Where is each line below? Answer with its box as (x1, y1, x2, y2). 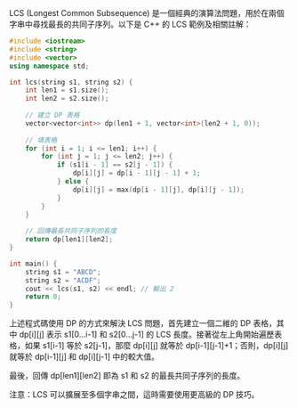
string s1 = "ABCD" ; (25, 267, 101, 276)
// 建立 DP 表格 (25, 110, 80, 119)
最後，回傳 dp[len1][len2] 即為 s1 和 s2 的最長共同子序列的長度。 (9, 371, 245, 381)
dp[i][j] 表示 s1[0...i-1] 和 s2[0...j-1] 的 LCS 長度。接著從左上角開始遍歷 (19, 329, 275, 340)
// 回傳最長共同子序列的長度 (25, 226, 117, 236)
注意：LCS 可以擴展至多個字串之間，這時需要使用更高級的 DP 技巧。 (9, 389, 260, 400)
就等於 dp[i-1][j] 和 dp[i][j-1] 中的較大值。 (9, 351, 160, 363)
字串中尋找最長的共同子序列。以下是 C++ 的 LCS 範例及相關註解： (9, 19, 252, 29)
